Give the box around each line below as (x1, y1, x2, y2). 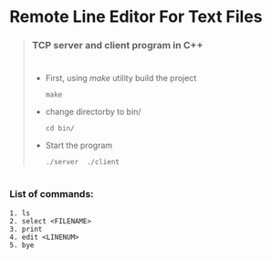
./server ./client (45, 158, 120, 167)
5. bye (9, 240, 35, 250)
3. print (9, 224, 43, 233)
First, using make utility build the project (45, 73, 197, 84)
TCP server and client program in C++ (31, 39, 203, 52)
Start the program (45, 140, 113, 151)
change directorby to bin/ (45, 107, 141, 118)
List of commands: (9, 188, 94, 201)
